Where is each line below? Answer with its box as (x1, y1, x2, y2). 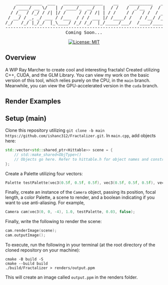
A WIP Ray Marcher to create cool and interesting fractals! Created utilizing (5, 66, 160, 72)
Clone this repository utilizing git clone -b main (5, 127, 105, 133)
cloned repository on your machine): (5, 247, 80, 253)
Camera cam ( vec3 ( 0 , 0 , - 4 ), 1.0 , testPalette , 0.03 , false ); (5, 210, 135, 215)
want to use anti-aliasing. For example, (5, 200, 85, 206)
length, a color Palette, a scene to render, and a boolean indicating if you (5, 195, 155, 201)
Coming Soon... (65, 30, 102, 35)
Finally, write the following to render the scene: (5, 219, 102, 225)
